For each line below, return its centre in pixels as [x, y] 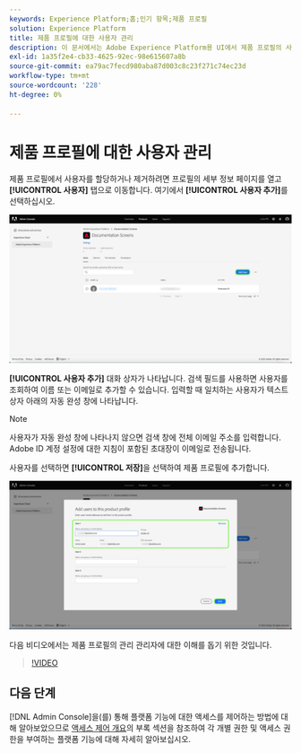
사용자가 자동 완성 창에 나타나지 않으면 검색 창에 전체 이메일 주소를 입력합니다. [146, 438]
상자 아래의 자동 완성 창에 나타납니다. [74, 401]
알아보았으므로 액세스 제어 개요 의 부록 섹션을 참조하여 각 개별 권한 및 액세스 [150, 728]
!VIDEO [44, 663]
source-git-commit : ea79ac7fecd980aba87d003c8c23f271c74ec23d [128, 66]
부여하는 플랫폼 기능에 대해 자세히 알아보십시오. [108, 739]
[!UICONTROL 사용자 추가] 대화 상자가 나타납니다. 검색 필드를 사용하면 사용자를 [149, 379]
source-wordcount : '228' [56, 85]
